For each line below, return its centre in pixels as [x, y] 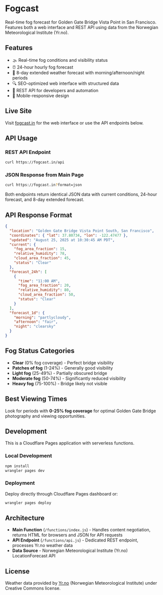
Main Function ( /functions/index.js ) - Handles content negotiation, [81, 530]
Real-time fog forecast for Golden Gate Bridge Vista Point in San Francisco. [81, 22]
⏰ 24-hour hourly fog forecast [43, 67]
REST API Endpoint [28, 152]
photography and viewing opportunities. [46, 416]
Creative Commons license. [33, 588]
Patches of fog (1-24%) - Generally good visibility [62, 368]
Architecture [25, 518]
